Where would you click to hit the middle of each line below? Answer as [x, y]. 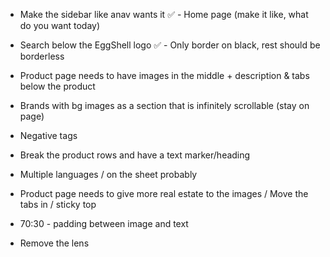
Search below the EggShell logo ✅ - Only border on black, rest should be [170, 45]
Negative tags [48, 135]
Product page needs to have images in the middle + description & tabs [164, 75]
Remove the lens [54, 243]
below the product [57, 86]
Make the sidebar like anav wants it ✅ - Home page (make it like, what [164, 14]
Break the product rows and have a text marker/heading [135, 155]
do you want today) [60, 25]
